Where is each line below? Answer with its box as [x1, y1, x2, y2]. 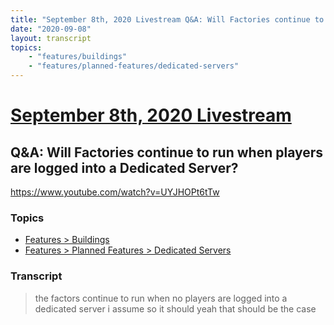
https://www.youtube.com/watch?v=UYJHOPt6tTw [10, 186, 220, 198]
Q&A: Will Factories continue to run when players [10, 144, 324, 161]
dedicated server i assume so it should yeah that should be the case [34, 302, 317, 315]
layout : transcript [10, 33, 92, 43]
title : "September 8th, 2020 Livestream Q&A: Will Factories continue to [10, 14, 325, 25]
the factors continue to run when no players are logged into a [34, 292, 288, 304]
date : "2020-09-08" [10, 24, 92, 34]
